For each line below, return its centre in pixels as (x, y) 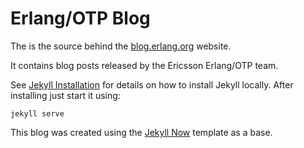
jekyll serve (37, 113)
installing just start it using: (65, 95)
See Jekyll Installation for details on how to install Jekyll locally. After (152, 84)
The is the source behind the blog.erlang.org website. (121, 46)
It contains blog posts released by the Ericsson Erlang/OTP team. (144, 65)
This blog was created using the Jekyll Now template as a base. (141, 132)
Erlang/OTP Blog (80, 18)
